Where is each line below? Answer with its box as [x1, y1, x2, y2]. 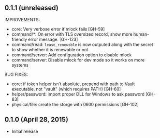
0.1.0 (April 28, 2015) [4, 116, 69, 124]
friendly [11, 36, 28, 42]
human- [133, 31, 149, 37]
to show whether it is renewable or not [11, 46, 88, 52]
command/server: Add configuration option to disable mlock [11, 52, 132, 58]
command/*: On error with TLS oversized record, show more [11, 31, 132, 37]
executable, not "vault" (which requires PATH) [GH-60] [11, 86, 121, 92]
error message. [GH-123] [28, 36, 78, 42]
